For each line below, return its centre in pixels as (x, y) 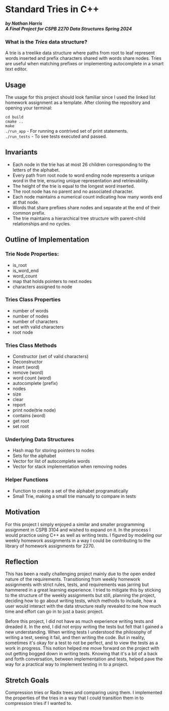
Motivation (23, 512)
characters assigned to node (42, 287)
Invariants (21, 152)
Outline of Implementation (47, 240)
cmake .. (14, 122)
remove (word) (28, 373)
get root (21, 421)
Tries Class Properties (33, 300)
